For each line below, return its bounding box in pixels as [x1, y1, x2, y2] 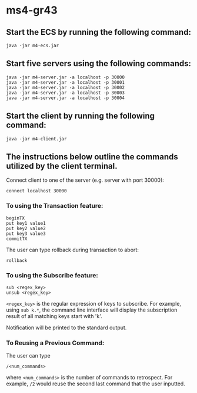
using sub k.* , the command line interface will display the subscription [6, 306, 178, 313]
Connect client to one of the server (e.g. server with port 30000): [6, 176, 165, 184]
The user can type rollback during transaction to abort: [6, 246, 139, 253]
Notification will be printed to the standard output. [6, 324, 127, 331]
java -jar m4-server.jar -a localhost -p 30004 [6, 95, 125, 101]
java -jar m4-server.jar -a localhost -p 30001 [6, 79, 125, 86]
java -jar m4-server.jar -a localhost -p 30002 [6, 84, 125, 90]
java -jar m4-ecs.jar [6, 42, 59, 48]
